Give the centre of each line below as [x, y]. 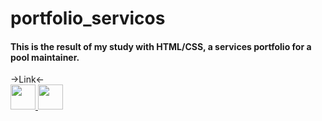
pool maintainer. [45, 57]
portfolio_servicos [88, 18]
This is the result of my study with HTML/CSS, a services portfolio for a [161, 46]
